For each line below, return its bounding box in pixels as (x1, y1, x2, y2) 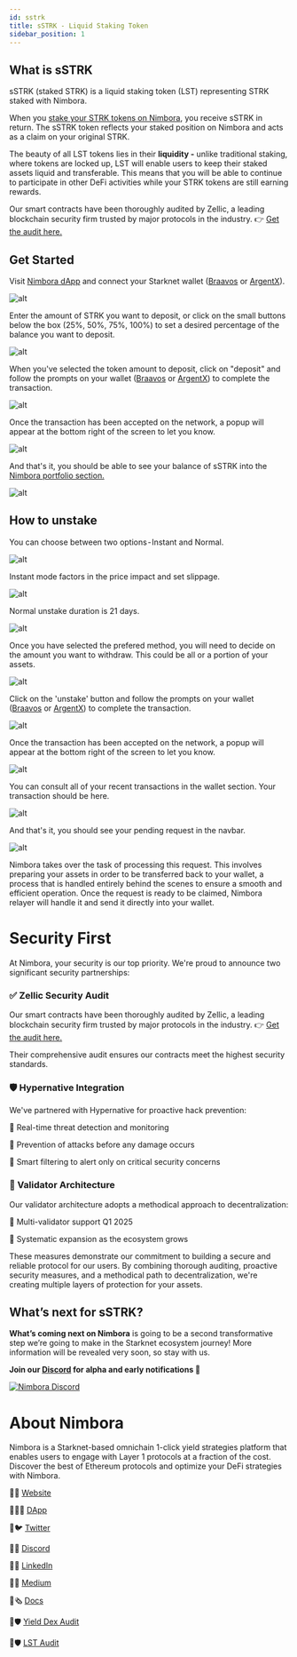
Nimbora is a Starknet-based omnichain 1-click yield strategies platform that (9, 1442, 287, 1453)
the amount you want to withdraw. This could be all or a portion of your (9, 649, 269, 660)
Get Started (9, 252, 74, 267)
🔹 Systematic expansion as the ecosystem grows (9, 1233, 189, 1244)
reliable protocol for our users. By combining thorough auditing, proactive (9, 1260, 277, 1271)
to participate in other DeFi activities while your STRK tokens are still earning (9, 177, 289, 187)
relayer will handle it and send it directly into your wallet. (9, 896, 215, 907)
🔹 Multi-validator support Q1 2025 (9, 1216, 133, 1227)
